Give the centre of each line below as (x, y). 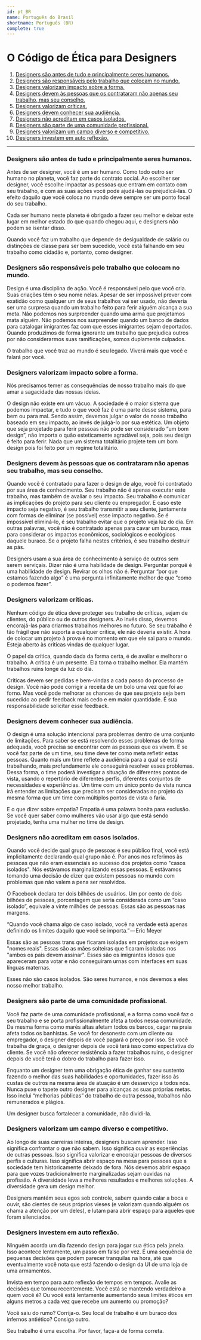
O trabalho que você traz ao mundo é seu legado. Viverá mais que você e (97, 351)
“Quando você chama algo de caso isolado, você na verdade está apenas (97, 924)
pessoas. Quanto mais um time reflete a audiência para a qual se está (92, 759)
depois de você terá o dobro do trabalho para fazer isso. (76, 1059)
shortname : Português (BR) (40, 23)
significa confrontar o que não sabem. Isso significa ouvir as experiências (98, 1148)
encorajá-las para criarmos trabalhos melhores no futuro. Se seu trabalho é (100, 625)
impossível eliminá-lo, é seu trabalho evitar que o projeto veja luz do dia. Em (101, 522)
